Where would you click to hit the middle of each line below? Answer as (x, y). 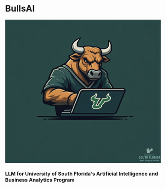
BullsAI (20, 9)
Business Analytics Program (40, 180)
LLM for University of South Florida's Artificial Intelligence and (82, 174)
